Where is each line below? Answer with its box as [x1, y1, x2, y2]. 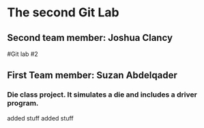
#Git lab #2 [7, 50, 39, 58]
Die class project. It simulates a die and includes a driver [7, 90, 198, 99]
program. [7, 99, 39, 108]
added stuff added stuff [7, 114, 74, 122]
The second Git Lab [7, 5, 119, 20]
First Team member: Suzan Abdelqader [7, 69, 177, 81]
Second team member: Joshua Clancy [7, 32, 173, 44]
